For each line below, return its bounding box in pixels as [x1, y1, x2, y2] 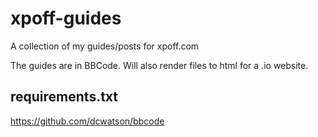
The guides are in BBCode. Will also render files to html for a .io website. [10, 59, 309, 71]
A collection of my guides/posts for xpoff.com [10, 40, 200, 52]
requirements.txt [10, 88, 119, 106]
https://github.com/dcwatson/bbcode [10, 115, 165, 127]
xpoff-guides [10, 7, 122, 30]
